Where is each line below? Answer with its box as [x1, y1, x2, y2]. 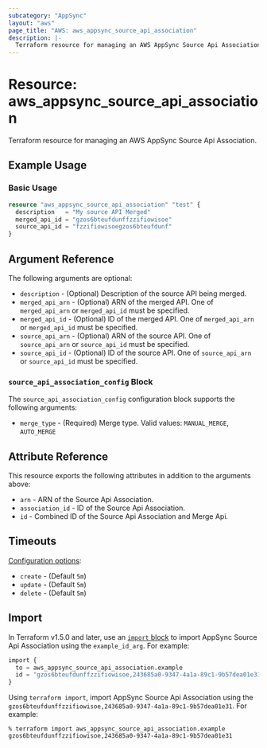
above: [8, 479, 31, 489]
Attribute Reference [8, 450, 109, 463]
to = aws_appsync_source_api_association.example [15, 664, 183, 672]
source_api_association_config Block [8, 376, 153, 387]
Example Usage [8, 158, 87, 172]
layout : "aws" [8, 19, 56, 27]
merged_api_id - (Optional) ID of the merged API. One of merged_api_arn [19, 314, 254, 323]
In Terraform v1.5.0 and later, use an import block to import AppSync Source [8, 632, 258, 641]
